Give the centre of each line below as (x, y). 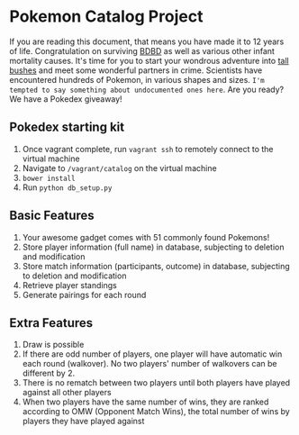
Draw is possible (53, 345)
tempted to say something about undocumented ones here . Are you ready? (147, 89)
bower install (49, 178)
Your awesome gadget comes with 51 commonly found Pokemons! (146, 237)
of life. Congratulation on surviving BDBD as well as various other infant (142, 50)
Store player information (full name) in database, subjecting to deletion (153, 247)
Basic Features (52, 216)
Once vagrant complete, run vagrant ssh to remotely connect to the (148, 149)
